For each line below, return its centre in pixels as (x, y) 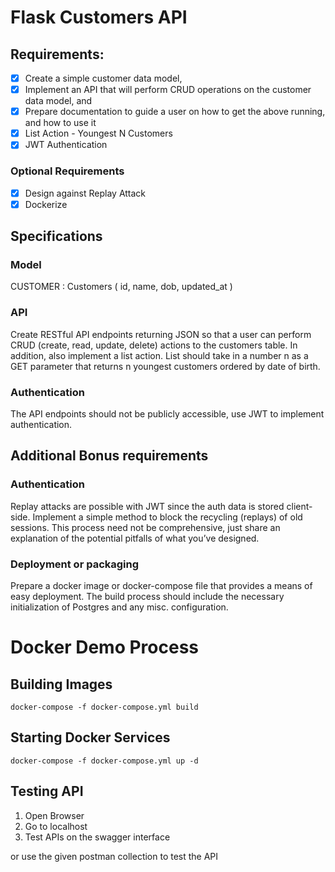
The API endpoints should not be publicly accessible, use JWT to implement (167, 414)
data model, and (58, 101)
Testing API (47, 791)
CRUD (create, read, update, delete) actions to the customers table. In (154, 345)
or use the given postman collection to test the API (114, 856)
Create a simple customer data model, (103, 78)
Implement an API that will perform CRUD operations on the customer (168, 90)
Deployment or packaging (75, 564)
